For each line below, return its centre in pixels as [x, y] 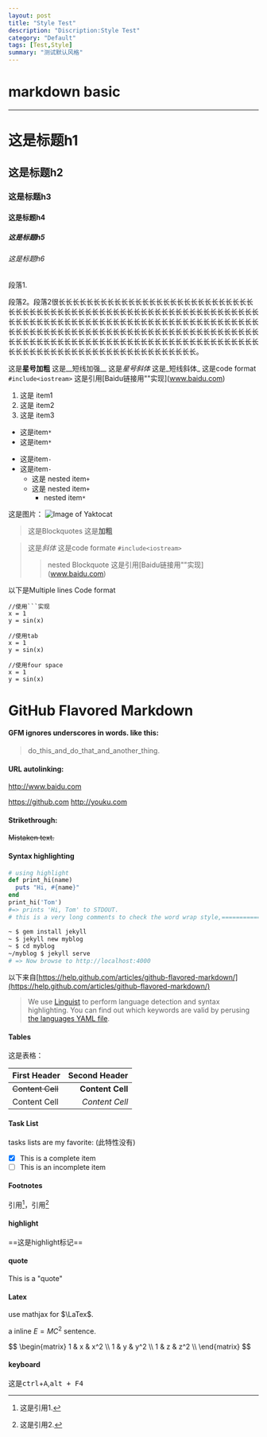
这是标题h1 [43, 141]
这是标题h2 [36, 172]
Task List [23, 1123]
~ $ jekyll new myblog [46, 939]
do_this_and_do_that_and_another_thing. [94, 751]
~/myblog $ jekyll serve [49, 954]
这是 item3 [37, 415]
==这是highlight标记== [46, 1242]
